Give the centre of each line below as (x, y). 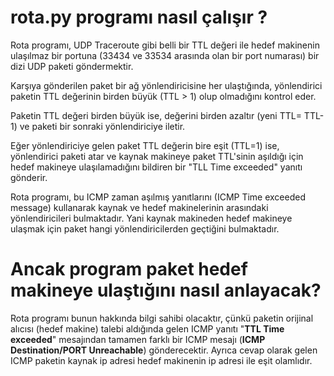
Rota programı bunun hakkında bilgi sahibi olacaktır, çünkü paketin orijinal (162, 318)
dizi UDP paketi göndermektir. (72, 66)
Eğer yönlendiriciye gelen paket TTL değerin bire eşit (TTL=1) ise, (145, 145)
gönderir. (29, 177)
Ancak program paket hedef (129, 269)
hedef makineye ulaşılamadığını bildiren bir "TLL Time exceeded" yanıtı (156, 167)
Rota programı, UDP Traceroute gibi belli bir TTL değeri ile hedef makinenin (165, 45)
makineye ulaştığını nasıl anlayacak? (166, 290)
